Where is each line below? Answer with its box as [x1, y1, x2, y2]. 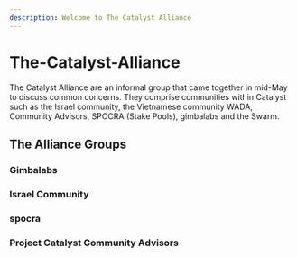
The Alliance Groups [9, 136, 127, 151]
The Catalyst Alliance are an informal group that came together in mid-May [9, 82, 288, 93]
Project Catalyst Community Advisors [9, 236, 179, 249]
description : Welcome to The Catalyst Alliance [9, 13, 192, 23]
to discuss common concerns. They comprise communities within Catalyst [9, 91, 287, 102]
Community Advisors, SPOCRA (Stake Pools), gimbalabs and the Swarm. [9, 110, 280, 122]
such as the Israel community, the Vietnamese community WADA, [9, 101, 254, 112]
